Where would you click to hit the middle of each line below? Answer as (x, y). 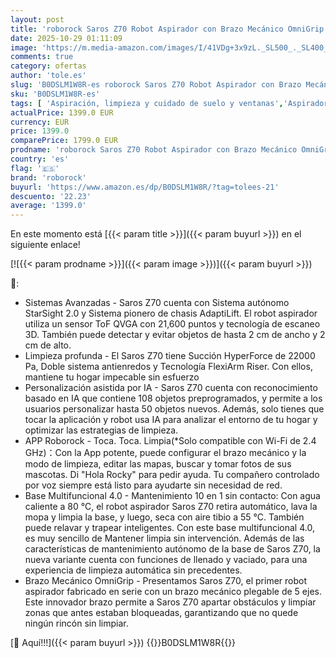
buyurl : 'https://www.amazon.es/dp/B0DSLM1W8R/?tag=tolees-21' (145, 187)
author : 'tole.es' (48, 76)
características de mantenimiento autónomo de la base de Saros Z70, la (172, 549)
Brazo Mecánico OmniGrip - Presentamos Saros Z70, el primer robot (165, 581)
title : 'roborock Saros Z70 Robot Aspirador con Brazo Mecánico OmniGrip (167, 29)
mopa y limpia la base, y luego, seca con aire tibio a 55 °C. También (164, 517)
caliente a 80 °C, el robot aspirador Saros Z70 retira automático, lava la (171, 507)
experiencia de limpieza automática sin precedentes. (133, 570)
